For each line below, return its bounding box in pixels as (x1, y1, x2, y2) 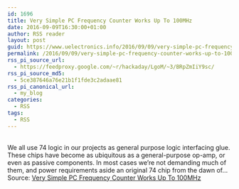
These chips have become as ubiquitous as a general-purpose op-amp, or (7, 151, 225, 159)
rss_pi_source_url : (7, 57, 65, 64)
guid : (7, 43, 23, 50)
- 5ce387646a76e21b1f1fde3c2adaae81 (14, 76, 122, 84)
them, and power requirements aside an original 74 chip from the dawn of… (7, 166, 228, 174)
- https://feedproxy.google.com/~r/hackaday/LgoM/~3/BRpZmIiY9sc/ (14, 63, 215, 70)
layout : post (7, 37, 46, 44)
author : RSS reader (7, 30, 65, 38)
